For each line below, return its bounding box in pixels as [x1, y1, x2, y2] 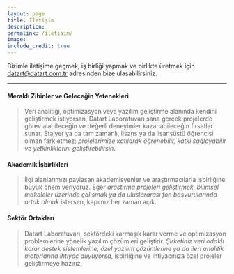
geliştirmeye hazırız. [24, 259, 82, 267]
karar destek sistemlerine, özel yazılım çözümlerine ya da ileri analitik [24, 244, 224, 252]
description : [7, 23, 45, 30]
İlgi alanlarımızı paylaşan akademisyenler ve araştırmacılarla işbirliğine [24, 176, 226, 184]
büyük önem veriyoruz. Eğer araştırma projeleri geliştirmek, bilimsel [24, 183, 219, 192]
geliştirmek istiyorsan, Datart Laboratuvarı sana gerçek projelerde [24, 114, 213, 123]
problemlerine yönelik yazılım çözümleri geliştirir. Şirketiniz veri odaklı [24, 236, 224, 245]
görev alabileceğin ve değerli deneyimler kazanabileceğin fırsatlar [24, 122, 214, 130]
